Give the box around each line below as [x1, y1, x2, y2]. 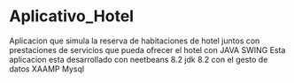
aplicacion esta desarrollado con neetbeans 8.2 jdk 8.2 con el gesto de [9, 54, 268, 64]
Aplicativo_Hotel [9, 6, 135, 26]
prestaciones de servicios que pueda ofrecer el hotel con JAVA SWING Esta [9, 44, 286, 55]
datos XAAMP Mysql [9, 64, 85, 74]
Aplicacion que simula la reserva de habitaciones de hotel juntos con [9, 35, 260, 46]
